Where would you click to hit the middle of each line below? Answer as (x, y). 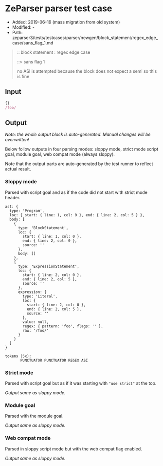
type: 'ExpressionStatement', (48, 266)
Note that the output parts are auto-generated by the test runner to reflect (79, 164)
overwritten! (17, 140)
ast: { (12, 206)
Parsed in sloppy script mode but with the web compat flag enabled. (73, 449)
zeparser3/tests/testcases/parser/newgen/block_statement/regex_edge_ (85, 38)
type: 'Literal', (40, 296)
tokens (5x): (18, 356)
